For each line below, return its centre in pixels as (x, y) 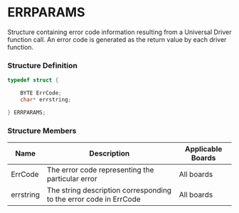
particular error (72, 179)
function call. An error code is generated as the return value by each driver (117, 39)
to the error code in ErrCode (94, 200)
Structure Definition (43, 65)
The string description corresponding (109, 190)
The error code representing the (100, 170)
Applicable (203, 149)
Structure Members (42, 131)
